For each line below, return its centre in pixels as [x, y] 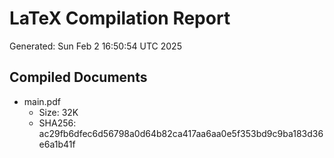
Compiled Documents [78, 77]
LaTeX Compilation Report [120, 18]
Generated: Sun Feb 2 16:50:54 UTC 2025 [95, 46]
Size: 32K [58, 112]
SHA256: [57, 123]
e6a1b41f [57, 144]
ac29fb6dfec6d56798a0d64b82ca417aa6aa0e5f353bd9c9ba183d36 [181, 133]
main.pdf [42, 101]
